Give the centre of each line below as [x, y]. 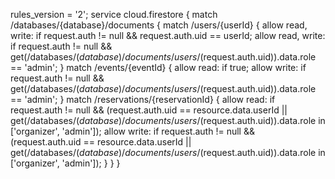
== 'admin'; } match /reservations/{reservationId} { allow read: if [143, 99]
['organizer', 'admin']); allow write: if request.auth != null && [132, 131]
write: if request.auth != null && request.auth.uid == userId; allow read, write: [168, 35]
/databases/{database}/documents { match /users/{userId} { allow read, [159, 25]
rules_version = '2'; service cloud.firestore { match [114, 14]
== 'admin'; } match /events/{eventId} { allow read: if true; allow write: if [158, 67]
